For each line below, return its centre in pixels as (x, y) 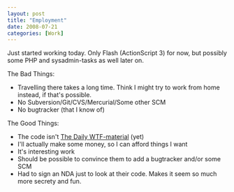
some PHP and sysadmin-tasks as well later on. (76, 61)
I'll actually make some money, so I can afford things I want (102, 145)
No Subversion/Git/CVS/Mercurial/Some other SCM (92, 103)
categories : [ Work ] (36, 33)
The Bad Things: (31, 74)
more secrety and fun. (49, 182)
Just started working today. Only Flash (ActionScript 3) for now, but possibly (117, 53)
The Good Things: (33, 124)
